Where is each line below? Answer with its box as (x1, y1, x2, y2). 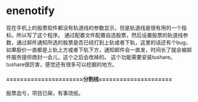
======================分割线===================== (6, 75, 173, 83)
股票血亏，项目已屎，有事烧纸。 (6, 90, 84, 97)
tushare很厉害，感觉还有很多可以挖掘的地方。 (6, 60, 118, 68)
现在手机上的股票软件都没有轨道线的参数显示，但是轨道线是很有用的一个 (6, 24, 181, 31)
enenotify (6, 4, 55, 18)
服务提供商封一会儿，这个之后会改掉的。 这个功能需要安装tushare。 (11, 53, 176, 60)
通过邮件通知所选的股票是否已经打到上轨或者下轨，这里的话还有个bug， (16, 39, 192, 46)
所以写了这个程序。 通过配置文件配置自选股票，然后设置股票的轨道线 (16, 31, 183, 39)
